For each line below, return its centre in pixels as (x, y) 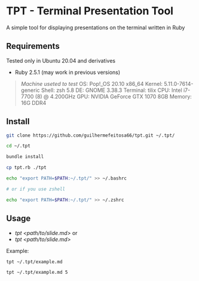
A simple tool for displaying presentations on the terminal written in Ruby (96, 27)
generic (30, 90)
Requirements (33, 46)
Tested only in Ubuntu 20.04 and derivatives (61, 60)
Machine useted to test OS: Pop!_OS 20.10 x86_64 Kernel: (92, 84)
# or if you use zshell (36, 189)
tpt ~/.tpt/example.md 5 (37, 273)
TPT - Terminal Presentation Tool (90, 11)
